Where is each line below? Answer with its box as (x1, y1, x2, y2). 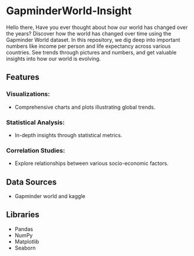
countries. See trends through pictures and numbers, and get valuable (6, 48, 177, 56)
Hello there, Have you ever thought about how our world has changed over (6, 24, 188, 31)
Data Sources (6, 177, 57, 187)
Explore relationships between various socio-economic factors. (14, 160, 169, 167)
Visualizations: (6, 90, 50, 98)
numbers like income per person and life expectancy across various (6, 43, 171, 50)
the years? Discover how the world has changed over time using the (6, 30, 172, 37)
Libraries (6, 210, 40, 220)
